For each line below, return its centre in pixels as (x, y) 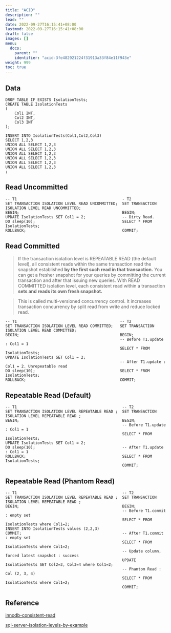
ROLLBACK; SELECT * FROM (79, 457)
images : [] (17, 39)
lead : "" (15, 19)
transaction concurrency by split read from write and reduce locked (89, 307)
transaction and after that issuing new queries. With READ (79, 280)
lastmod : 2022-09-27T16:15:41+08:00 (44, 29)
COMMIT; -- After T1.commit (84, 534)
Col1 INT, (25, 113)
